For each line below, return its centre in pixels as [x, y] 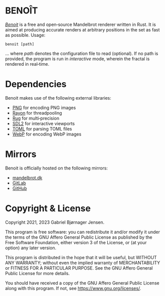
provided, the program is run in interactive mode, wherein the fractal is [78, 59]
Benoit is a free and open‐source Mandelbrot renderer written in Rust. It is [81, 24]
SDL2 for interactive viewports [43, 123]
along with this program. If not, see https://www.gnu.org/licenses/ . [73, 288]
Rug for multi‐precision [36, 118]
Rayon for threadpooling [37, 113]
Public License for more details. [38, 273]
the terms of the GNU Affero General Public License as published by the [79, 237]
